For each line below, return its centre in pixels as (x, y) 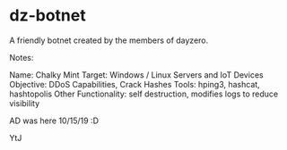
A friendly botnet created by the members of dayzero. (109, 40)
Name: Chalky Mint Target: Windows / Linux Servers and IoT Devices (136, 75)
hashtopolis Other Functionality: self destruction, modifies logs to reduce (144, 94)
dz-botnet (48, 16)
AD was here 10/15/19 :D (54, 121)
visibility (25, 103)
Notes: (22, 57)
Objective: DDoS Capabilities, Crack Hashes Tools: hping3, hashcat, (135, 84)
